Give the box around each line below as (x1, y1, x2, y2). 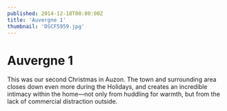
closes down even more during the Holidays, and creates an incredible (7, 83, 208, 91)
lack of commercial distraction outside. (7, 97, 118, 105)
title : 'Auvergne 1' (7, 17, 67, 23)
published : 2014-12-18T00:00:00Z (7, 10, 103, 17)
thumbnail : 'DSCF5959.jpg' (7, 23, 85, 30)
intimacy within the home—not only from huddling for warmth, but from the (7, 90, 221, 99)
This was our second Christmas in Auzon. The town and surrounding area (7, 75, 217, 83)
